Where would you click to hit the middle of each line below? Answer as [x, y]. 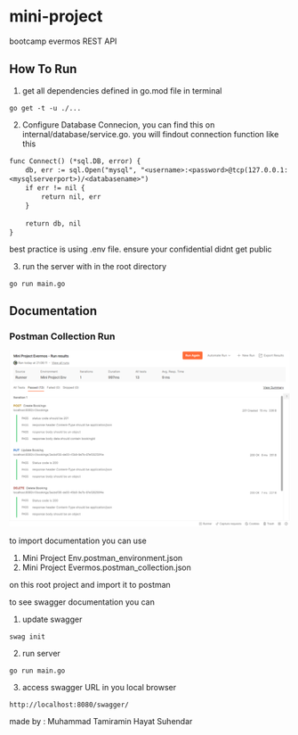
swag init [28, 636]
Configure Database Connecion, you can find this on [118, 124]
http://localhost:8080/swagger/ [69, 705]
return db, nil [53, 223]
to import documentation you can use [78, 541]
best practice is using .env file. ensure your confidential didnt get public [141, 249]
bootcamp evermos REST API [63, 41]
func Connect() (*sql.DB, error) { [75, 161]
